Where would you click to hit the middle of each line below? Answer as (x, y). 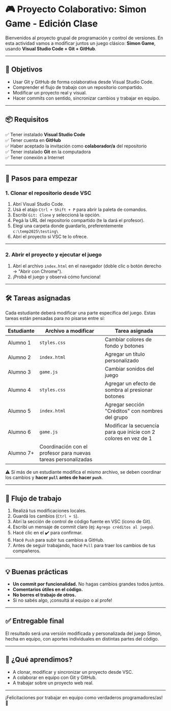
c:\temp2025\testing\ (35, 232)
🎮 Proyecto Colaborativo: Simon (76, 9)
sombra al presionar (129, 390)
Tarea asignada (134, 331)
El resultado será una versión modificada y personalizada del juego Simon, (83, 633)
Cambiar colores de (128, 339)
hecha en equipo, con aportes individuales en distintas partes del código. (82, 639)
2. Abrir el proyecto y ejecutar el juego (53, 255)
